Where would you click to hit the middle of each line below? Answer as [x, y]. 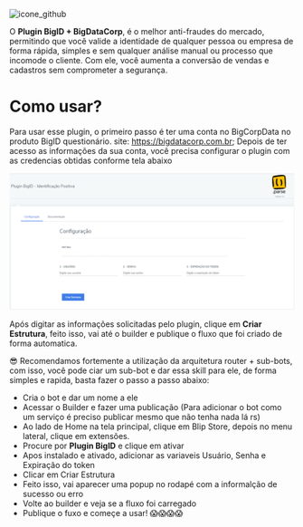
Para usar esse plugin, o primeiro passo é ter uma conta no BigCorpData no [150, 131]
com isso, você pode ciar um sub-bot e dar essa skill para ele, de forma [143, 370]
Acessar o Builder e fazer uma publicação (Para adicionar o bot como [152, 407]
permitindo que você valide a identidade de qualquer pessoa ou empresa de [151, 41]
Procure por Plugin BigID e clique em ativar [103, 446]
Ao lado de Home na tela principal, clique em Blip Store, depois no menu [157, 426]
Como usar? [56, 106]
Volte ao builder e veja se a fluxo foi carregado [109, 503]
